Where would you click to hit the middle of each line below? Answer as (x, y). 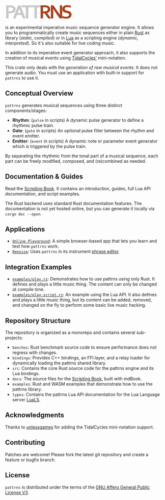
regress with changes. (35, 353)
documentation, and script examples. (43, 194)
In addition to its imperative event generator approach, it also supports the (80, 53)
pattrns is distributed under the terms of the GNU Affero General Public (78, 487)
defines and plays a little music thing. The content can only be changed (84, 284)
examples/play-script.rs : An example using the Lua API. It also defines (84, 295)
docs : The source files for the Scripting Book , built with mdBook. (77, 379)
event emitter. (26, 136)
